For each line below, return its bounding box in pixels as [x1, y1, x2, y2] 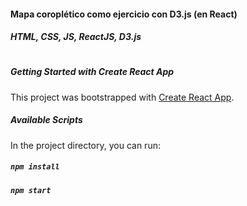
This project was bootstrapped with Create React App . [10, 91, 235, 103]
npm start [10, 185, 52, 195]
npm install [10, 162, 60, 172]
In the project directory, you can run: [10, 139, 161, 151]
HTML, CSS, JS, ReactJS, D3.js [10, 31, 142, 43]
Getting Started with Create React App [10, 66, 175, 78]
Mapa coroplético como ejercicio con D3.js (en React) [10, 8, 238, 20]
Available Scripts [10, 114, 83, 126]
